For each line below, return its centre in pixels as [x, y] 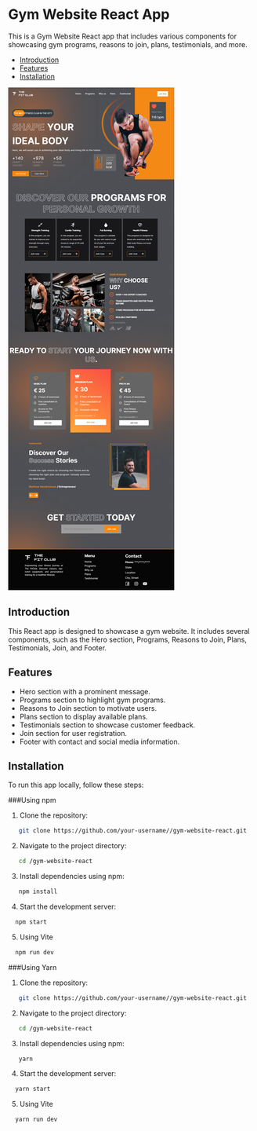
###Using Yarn [33, 967]
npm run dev [35, 952]
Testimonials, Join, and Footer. [58, 648]
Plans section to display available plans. [83, 716]
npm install [38, 892]
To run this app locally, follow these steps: [76, 785]
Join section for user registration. [73, 733]
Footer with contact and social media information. [100, 741]
